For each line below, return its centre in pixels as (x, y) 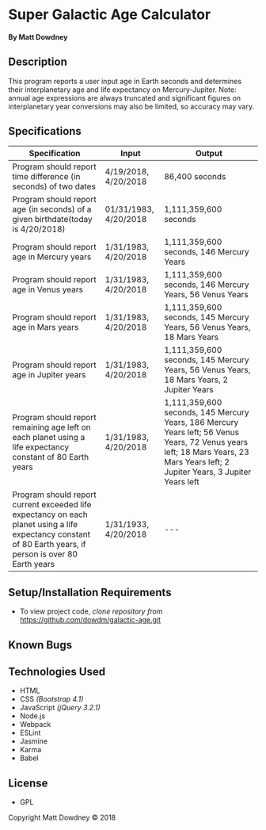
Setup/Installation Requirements (90, 592)
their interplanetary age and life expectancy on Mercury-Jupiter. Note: (122, 90)
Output (209, 154)
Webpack (35, 725)
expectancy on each (50, 514)
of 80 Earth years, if (49, 545)
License (28, 783)
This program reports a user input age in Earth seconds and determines (125, 81)
